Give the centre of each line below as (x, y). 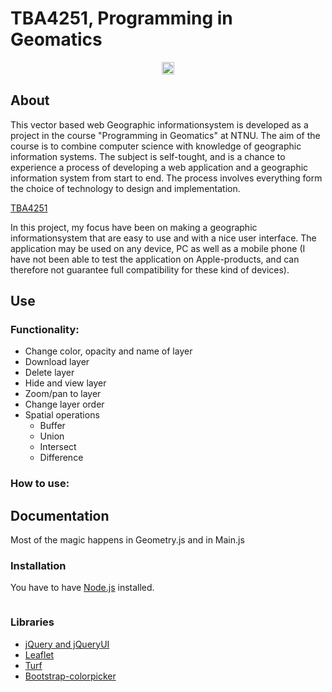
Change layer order (64, 404)
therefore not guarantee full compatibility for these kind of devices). (150, 269)
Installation (38, 566)
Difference (61, 458)
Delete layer (49, 373)
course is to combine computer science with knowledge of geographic (156, 146)
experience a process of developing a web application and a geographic (159, 167)
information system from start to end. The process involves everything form (166, 178)
